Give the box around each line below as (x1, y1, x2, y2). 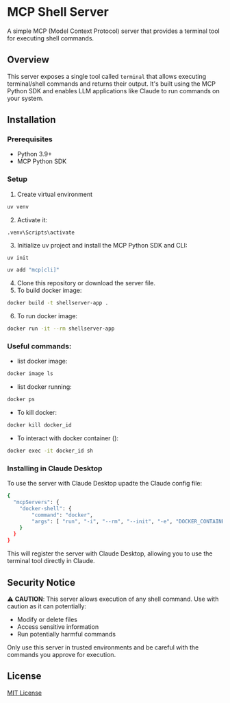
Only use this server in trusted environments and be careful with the (7, 643, 199, 652)
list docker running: (16, 383, 72, 391)
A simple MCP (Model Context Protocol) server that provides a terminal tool (7, 27, 220, 35)
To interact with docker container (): (16, 434, 118, 442)
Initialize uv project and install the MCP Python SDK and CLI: (16, 241, 188, 250)
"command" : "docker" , (31, 512, 94, 519)
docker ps (7, 396, 36, 403)
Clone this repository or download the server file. (16, 279, 156, 287)
